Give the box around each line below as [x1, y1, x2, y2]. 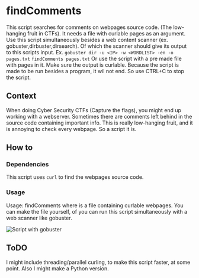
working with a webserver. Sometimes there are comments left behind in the [6, 113, 192, 120]
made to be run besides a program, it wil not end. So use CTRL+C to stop [6, 67, 185, 74]
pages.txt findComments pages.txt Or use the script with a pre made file [6, 55, 182, 62]
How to [6, 143, 33, 153]
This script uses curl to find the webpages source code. [6, 174, 144, 181]
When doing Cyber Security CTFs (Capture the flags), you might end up [6, 106, 182, 113]
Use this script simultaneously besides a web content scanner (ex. [6, 36, 169, 43]
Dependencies [6, 161, 49, 169]
